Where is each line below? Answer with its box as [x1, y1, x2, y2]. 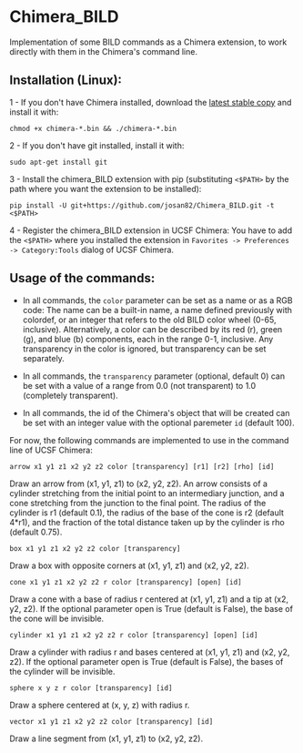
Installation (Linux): [9, 73, 123, 88]
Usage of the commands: [9, 270, 156, 286]
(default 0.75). [9, 526, 63, 537]
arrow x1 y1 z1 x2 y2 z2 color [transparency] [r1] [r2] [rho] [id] [9, 462, 275, 471]
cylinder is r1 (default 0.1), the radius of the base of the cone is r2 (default [9, 507, 285, 518]
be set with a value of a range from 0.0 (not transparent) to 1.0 [22, 380, 257, 391]
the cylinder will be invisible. [9, 666, 116, 677]
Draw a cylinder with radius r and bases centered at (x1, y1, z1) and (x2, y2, [9, 646, 290, 657]
